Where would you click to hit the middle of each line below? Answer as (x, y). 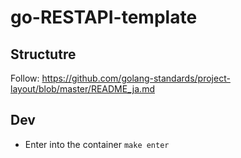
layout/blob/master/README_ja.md (82, 89)
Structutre (43, 54)
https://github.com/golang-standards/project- (136, 78)
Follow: (25, 78)
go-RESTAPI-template (104, 17)
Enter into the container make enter (97, 144)
